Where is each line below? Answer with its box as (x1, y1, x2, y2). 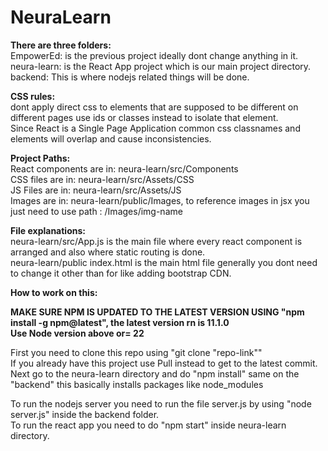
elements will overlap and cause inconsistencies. (10, 132, 212, 145)
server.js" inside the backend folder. (10, 408, 160, 420)
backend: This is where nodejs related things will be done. (10, 71, 250, 83)
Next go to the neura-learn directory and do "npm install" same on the (10, 367, 300, 380)
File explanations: (10, 224, 86, 236)
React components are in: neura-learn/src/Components (10, 162, 239, 175)
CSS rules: (10, 90, 56, 102)
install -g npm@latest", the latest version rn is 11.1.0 (10, 316, 230, 328)
